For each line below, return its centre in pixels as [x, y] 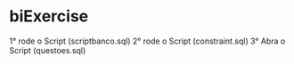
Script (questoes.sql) [48, 50]
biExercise [49, 16]
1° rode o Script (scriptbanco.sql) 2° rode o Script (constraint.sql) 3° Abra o [147, 41]
